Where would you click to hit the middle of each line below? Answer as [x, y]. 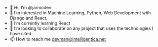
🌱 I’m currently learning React [40, 23]
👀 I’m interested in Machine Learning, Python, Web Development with [80, 13]
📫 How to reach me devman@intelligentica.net [58, 39]
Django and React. [29, 18]
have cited [20, 34]
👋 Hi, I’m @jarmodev [31, 8]
